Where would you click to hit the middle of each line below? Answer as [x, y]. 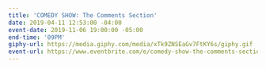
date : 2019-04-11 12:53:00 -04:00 [65, 23]
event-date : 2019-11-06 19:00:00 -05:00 [76, 30]
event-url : [26, 52]
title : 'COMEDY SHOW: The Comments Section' [83, 15]
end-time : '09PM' [37, 37]
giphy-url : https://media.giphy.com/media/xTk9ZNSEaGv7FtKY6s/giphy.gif [131, 45]
